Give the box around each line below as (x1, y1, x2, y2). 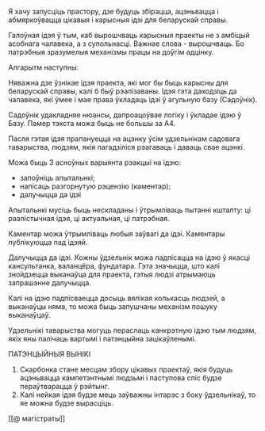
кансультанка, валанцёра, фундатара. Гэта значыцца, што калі (8, 261, 221, 270)
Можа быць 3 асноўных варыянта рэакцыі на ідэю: (8, 158, 182, 167)
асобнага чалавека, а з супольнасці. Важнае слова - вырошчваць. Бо (8, 39, 244, 48)
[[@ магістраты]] (8, 414, 66, 423)
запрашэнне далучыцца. (8, 278, 91, 288)
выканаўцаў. (8, 311, 51, 319)
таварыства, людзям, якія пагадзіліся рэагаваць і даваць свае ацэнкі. (8, 143, 245, 151)
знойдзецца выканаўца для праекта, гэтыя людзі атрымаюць (8, 269, 216, 279)
